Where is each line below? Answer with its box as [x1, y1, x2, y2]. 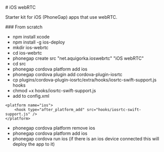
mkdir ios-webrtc [12, 45, 49, 50]
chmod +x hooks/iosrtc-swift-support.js [12, 88, 96, 93]
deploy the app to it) [12, 141, 55, 147]
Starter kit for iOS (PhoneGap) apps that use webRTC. [5, 14, 117, 20]
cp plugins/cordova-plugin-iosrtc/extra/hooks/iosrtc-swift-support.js [12, 77, 157, 83]
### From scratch [5, 24, 43, 30]
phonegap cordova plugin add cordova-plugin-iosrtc [12, 71, 122, 78]
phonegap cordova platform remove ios [12, 125, 95, 131]
